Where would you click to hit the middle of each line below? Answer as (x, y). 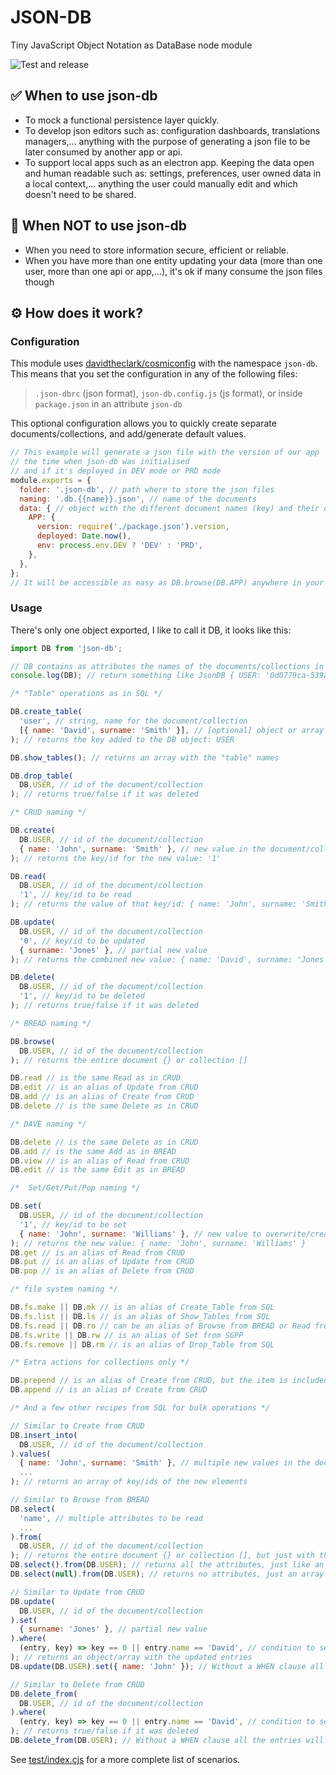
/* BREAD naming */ (51, 1023)
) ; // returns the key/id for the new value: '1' (116, 858)
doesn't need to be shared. (80, 194)
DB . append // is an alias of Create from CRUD (109, 1390)
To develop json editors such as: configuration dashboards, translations (172, 130)
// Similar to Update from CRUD (77, 1592)
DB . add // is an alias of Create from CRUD (102, 1097)
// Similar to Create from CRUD (77, 1426)
